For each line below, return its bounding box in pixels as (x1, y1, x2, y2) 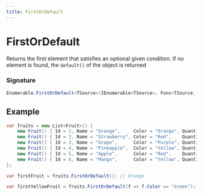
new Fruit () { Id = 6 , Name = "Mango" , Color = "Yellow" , (17, 156, 180, 162)
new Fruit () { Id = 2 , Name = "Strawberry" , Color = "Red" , (17, 134, 172, 140)
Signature (6, 76, 36, 85)
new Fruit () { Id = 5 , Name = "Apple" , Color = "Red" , (17, 150, 172, 157)
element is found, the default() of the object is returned (6, 61, 147, 68)
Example (6, 107, 40, 117)
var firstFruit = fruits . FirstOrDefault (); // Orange (6, 173, 145, 179)
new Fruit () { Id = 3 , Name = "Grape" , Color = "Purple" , (17, 139, 180, 145)
